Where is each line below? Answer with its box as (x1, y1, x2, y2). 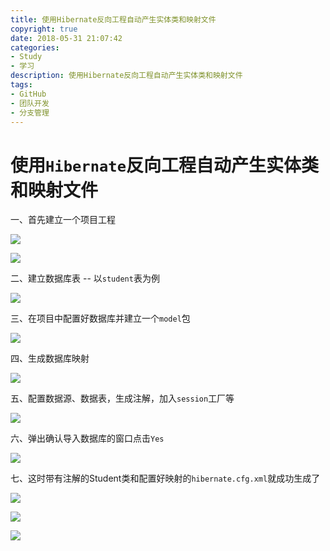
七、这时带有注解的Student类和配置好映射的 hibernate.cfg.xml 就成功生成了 (10, 472, 321, 485)
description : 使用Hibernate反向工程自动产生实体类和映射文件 (10, 71, 243, 81)
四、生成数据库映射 (10, 352, 90, 365)
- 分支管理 (10, 107, 50, 118)
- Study (10, 52, 43, 62)
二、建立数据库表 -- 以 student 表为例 (10, 272, 160, 285)
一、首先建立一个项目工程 (10, 214, 116, 226)
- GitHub (10, 89, 47, 99)
